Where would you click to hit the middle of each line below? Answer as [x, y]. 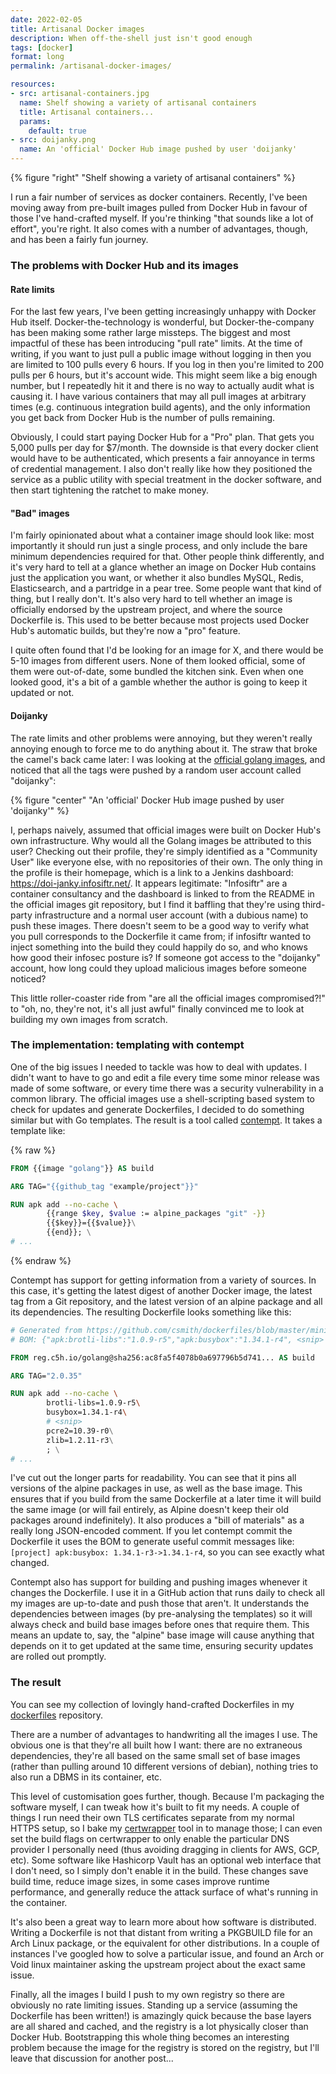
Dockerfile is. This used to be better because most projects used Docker [160, 620]
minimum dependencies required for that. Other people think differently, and [167, 557]
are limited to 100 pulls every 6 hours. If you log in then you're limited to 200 [167, 365]
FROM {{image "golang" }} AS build [82, 1168]
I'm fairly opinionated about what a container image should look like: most [162, 535]
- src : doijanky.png [53, 140]
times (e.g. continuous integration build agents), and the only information [160, 407]
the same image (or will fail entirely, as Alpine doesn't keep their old [149, 1510]
